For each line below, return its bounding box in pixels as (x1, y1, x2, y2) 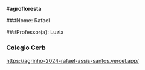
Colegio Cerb (6, 43, 47, 52)
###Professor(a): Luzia (6, 28, 64, 36)
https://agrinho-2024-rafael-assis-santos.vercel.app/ (6, 57, 139, 65)
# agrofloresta (6, 5, 42, 12)
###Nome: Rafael (6, 17, 50, 24)
